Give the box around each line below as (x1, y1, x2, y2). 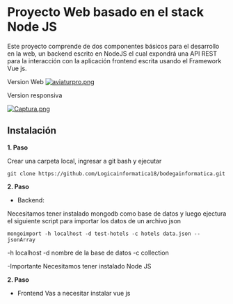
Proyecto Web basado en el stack (7, 4, 204, 20)
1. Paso (7, 143, 29, 152)
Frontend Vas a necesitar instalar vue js (17, 289, 131, 297)
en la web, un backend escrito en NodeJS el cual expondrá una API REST (7, 49, 218, 58)
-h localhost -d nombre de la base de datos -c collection (7, 248, 169, 257)
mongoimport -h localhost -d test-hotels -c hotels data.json (7, 230, 191, 237)
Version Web (7, 77, 44, 86)
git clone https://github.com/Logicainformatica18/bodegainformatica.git (7, 170, 226, 177)
